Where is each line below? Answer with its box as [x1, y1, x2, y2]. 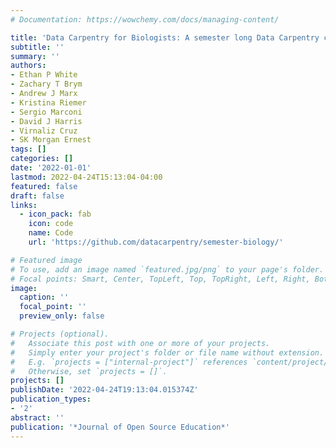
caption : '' [19, 292, 70, 303]
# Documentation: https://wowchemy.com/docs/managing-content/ [10, 14, 280, 25]
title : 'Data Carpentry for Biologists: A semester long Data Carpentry [10, 32, 320, 43]
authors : [10, 61, 47, 71]
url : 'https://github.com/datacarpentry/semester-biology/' [28, 237, 284, 247]
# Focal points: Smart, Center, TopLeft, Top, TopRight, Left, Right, [10, 274, 311, 284]
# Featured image [10, 255, 83, 265]
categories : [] [10, 154, 74, 164]
